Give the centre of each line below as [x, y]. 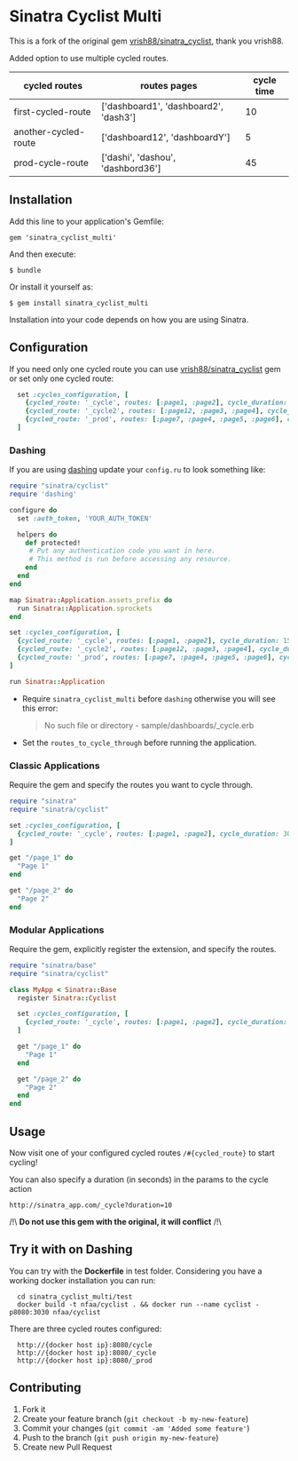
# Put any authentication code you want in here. [122, 551]
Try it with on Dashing [71, 1250]
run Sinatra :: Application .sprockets [85, 608]
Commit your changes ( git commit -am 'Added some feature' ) [136, 1428]
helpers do [37, 535]
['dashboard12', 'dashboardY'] [165, 137]
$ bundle [25, 270]
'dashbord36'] [131, 168]
